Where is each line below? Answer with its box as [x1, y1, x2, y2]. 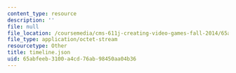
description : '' [7, 17, 55, 24]
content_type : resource [7, 10, 77, 17]
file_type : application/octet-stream [7, 36, 118, 43]
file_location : [7, 29, 52, 37]
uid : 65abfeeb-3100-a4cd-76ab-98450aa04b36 [7, 56, 137, 63]
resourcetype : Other [7, 42, 68, 49]
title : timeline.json [7, 49, 71, 56]
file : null [7, 23, 39, 30]
